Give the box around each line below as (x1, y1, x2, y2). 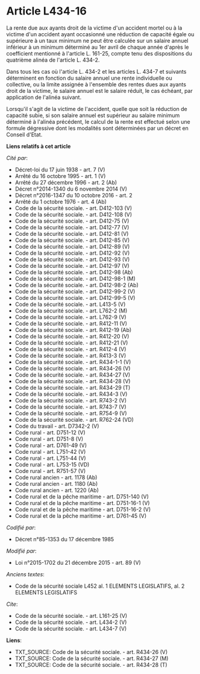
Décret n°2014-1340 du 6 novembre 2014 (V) (14, 185, 128, 192)
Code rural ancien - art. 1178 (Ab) (14, 474, 98, 481)
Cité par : (6, 154, 28, 161)
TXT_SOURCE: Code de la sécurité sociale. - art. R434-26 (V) (14, 648, 168, 655)
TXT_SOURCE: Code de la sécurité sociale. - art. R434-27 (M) (14, 655, 169, 662)
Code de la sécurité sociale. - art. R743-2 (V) (14, 396, 127, 404)
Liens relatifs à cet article (6, 142, 71, 150)
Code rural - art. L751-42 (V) (14, 448, 86, 455)
